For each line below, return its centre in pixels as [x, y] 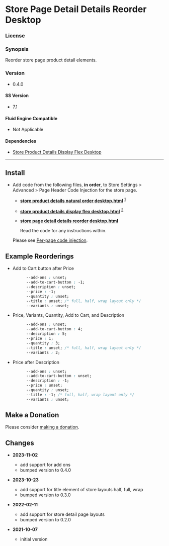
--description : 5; [46, 334]
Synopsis [17, 49]
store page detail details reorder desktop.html [69, 221]
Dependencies [21, 141]
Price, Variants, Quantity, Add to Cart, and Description [68, 315]
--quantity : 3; [43, 343]
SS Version [17, 96]
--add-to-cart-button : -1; [55, 283]
